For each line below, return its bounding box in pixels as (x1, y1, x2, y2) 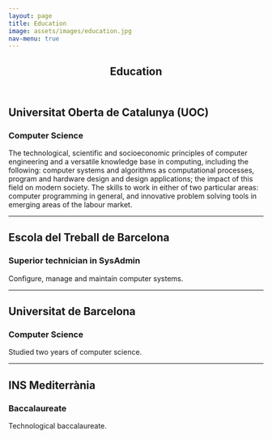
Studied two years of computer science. (8, 347, 142, 357)
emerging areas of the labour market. (8, 199, 133, 209)
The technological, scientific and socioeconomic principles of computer (8, 147, 249, 158)
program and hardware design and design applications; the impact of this (8, 173, 253, 183)
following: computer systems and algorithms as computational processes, (8, 165, 255, 175)
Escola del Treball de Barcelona (8, 231, 170, 245)
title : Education (8, 19, 67, 28)
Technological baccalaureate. (8, 421, 108, 430)
